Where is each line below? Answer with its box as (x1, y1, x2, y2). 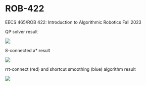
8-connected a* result (5, 47, 50, 53)
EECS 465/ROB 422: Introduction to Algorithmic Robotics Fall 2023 (5, 19, 142, 25)
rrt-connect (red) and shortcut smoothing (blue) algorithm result (5, 66, 136, 72)
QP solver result (5, 29, 38, 34)
